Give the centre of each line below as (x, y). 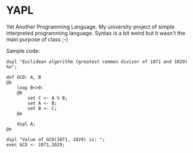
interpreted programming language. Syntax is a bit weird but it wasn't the (96, 33)
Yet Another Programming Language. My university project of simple (90, 27)
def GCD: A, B (24, 77)
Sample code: (23, 50)
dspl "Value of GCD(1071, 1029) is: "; (56, 139)
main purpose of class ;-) (37, 39)
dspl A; (26, 124)
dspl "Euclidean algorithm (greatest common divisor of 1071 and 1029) (97, 62)
